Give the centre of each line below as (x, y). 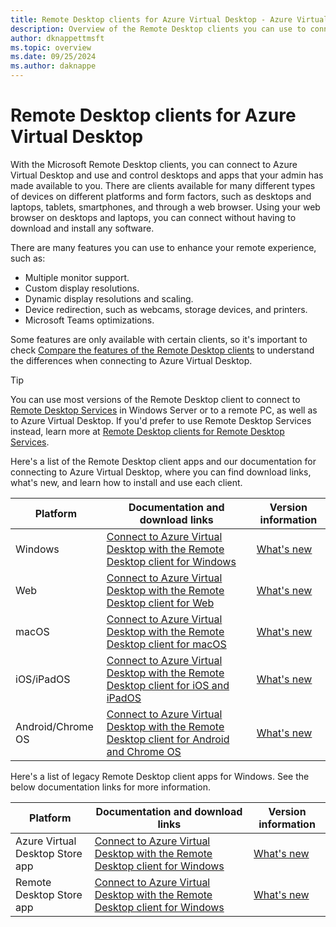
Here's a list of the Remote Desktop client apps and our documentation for (163, 461)
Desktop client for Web (160, 603)
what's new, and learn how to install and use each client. (126, 482)
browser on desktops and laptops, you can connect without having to (153, 217)
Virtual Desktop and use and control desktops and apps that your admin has (167, 175)
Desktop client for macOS (166, 644)
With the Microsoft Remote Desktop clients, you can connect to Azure (154, 164)
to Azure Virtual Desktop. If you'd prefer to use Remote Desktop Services (161, 420)
